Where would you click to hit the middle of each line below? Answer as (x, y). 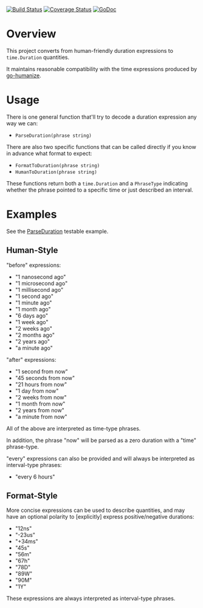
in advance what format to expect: (49, 153)
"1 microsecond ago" (41, 283)
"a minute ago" (34, 348)
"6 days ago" (32, 316)
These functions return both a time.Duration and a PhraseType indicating (97, 183)
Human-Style (32, 250)
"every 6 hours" (35, 477)
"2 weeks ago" (34, 328)
